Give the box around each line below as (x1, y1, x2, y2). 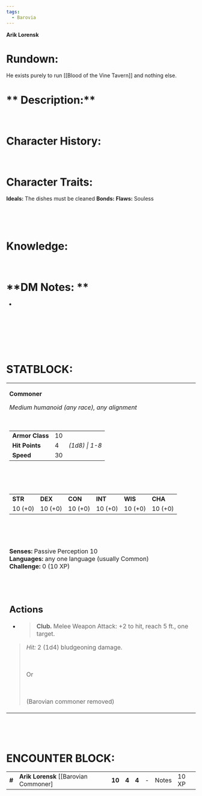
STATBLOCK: (6, 363, 73, 377)
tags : (6, 8, 20, 15)
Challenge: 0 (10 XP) (9, 562, 70, 570)
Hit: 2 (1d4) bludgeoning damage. (26, 643, 123, 651)
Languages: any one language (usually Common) (9, 555, 149, 563)
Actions (9, 603, 43, 615)
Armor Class (12, 431, 49, 440)
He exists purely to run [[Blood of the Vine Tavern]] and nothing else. (6, 72, 177, 79)
